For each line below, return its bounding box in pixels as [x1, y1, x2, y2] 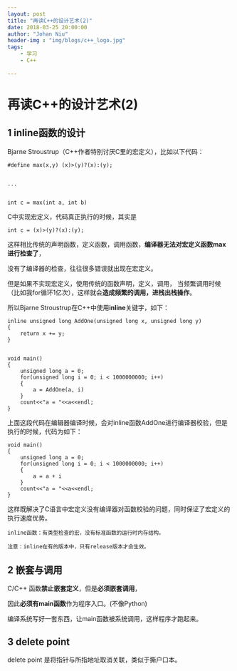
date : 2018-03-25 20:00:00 [7, 24, 88, 31]
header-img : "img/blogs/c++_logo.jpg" [7, 37, 126, 44]
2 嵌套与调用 [7, 564, 63, 576]
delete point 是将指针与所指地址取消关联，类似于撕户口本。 [7, 655, 181, 664]
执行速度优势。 [7, 513, 51, 522]
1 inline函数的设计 [7, 127, 85, 139]
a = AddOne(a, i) [33, 386, 84, 393]
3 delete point [7, 635, 70, 647]
